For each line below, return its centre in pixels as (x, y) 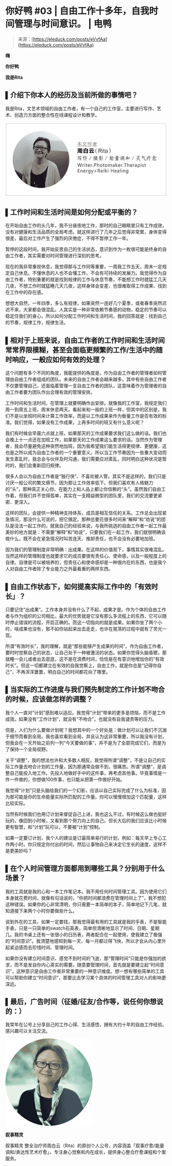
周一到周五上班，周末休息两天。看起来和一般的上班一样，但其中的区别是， (84, 410)
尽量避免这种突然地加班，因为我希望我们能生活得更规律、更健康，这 (95, 446)
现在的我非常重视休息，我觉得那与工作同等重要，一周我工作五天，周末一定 (84, 267)
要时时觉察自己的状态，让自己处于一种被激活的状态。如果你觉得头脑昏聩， (84, 653)
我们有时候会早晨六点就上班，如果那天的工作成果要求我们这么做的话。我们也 (86, 433)
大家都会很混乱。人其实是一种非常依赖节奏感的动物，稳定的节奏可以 (95, 310)
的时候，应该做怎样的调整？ (49, 699)
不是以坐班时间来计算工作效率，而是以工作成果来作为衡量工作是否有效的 (86, 416)
